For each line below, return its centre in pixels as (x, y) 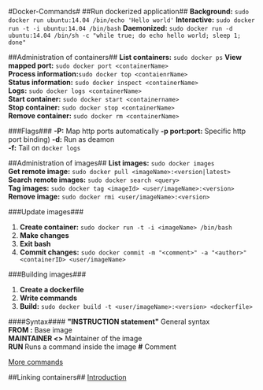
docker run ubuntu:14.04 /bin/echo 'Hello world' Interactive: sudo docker (132, 20)
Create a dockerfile (52, 290)
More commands (36, 362)
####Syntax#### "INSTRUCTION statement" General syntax (109, 321)
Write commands (48, 298)
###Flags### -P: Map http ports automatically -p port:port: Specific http (127, 131)
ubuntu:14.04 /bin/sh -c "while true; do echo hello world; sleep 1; (125, 35)
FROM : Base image (40, 330)
